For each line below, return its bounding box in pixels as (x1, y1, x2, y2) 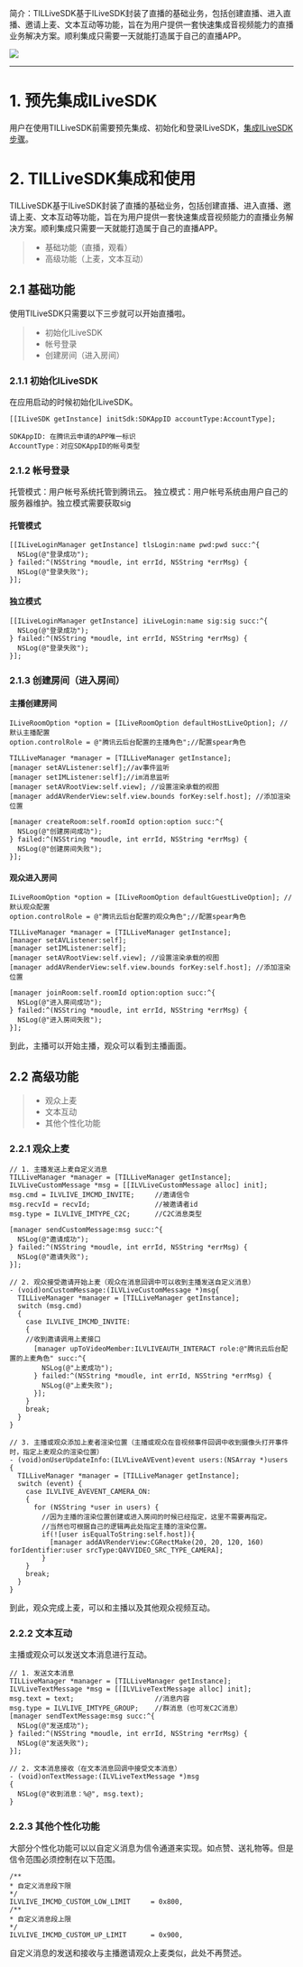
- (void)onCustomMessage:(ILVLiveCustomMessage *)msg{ (9, 1285, 220, 1295)
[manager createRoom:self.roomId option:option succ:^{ (9, 817, 224, 826)
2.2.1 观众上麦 (9, 1142, 70, 1155)
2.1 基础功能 (9, 283, 76, 298)
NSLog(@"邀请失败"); (17, 1253, 89, 1262)
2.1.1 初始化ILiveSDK (9, 374, 99, 386)
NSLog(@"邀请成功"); (17, 1235, 89, 1244)
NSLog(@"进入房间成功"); (17, 998, 103, 1007)
